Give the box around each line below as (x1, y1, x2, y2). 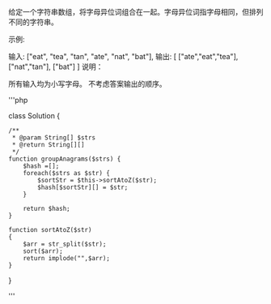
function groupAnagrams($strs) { (8, 155, 121, 163)
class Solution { (8, 111, 61, 120)
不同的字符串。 (8, 17, 58, 27)
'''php (8, 96, 28, 105)
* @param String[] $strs (11, 134, 95, 142)
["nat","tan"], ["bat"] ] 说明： (8, 62, 104, 71)
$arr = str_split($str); (23, 240, 107, 248)
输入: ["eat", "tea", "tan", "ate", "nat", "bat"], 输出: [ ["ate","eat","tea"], (8, 52, 239, 61)
